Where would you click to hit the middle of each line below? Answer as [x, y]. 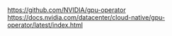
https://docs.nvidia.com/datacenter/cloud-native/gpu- [86, 18]
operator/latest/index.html [45, 25]
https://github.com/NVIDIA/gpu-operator [67, 10]
